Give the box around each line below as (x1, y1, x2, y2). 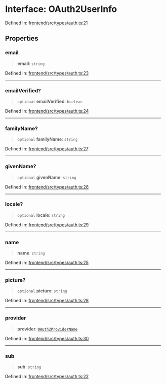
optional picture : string (17, 288, 68, 294)
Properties (5, 34, 39, 43)
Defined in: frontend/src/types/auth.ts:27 (5, 146, 89, 152)
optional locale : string (17, 212, 65, 218)
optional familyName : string (17, 136, 78, 142)
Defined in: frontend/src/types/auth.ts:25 (5, 259, 89, 266)
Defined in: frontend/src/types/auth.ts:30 (5, 335, 89, 341)
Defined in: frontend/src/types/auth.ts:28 (5, 298, 89, 304)
